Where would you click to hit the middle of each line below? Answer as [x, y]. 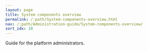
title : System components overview [43, 15]
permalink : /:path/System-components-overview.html [61, 19]
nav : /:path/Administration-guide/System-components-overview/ [74, 24]
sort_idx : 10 [19, 29]
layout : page [19, 10]
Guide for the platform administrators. [45, 43]
